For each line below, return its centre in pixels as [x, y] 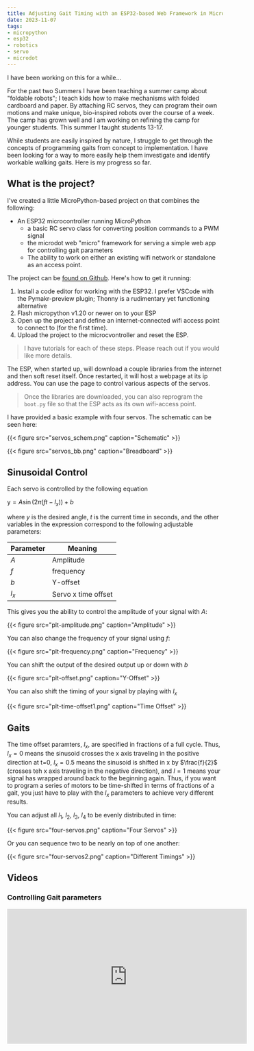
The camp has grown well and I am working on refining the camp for [103, 120]
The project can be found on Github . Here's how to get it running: [99, 277]
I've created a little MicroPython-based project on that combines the [103, 200]
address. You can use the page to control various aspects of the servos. [109, 383]
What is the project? [51, 184]
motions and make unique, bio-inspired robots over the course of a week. [111, 112]
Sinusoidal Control [47, 472]
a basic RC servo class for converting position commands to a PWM [123, 228]
